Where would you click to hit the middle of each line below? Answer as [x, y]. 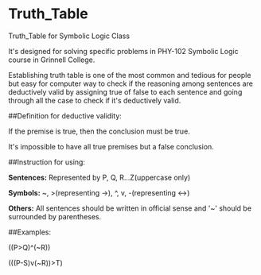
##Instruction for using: [47, 162]
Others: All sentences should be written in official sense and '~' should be [130, 208]
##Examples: [30, 232]
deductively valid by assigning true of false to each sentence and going [125, 91]
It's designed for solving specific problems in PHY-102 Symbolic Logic [123, 51]
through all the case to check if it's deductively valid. [95, 100]
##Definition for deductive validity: [65, 115]
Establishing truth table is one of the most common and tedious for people [130, 75]
